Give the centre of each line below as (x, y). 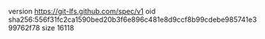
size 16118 (58, 28)
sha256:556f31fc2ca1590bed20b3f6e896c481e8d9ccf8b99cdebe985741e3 (132, 19)
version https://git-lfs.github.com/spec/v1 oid (82, 11)
